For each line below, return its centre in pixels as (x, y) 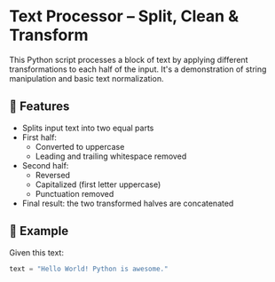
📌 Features (39, 107)
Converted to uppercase (80, 146)
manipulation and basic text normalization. (86, 78)
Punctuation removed (75, 193)
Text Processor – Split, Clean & (124, 16)
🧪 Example (39, 231)
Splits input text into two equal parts (88, 128)
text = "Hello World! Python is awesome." (89, 269)
